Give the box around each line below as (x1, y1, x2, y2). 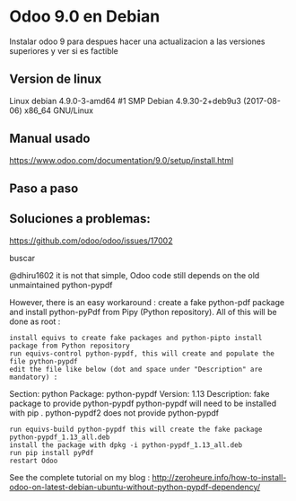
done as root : (9, 316, 61, 327)
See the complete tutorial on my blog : (9, 471, 151, 482)
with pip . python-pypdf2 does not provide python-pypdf (9, 407, 220, 418)
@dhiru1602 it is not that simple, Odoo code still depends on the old (9, 269, 260, 280)
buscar (9, 252, 36, 263)
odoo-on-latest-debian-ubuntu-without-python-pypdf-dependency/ (9, 481, 261, 492)
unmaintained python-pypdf (9, 279, 114, 290)
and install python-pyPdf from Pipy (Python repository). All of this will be (9, 306, 277, 317)
